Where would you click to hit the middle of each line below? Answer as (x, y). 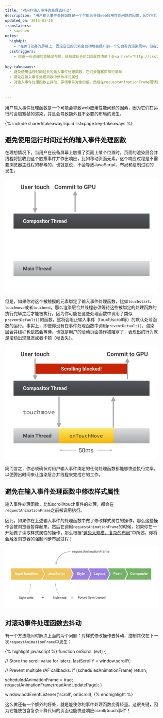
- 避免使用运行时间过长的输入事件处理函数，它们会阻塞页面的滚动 (66, 72)
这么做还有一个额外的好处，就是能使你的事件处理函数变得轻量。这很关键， (79, 704)
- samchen (19, 31)
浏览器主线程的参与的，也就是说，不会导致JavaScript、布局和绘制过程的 (81, 165)
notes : (12, 36)
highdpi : (18, 41)
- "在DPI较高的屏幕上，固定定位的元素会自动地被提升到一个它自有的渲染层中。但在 (85, 46)
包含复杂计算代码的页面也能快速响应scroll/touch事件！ (76, 711)
